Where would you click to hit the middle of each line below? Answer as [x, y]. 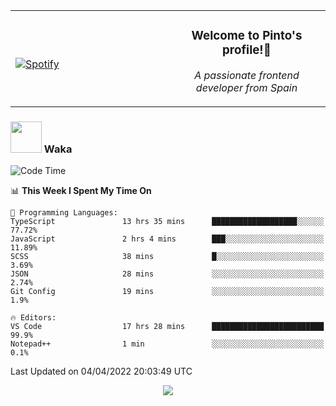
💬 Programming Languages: [64, 213]
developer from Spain [246, 87]
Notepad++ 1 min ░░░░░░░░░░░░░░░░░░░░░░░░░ [167, 344]
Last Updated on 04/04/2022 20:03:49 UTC [101, 371]
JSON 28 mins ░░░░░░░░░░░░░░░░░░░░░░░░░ [167, 274]
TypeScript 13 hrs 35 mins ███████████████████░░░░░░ [167, 222]
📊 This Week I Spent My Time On [81, 191]
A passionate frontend [247, 75]
